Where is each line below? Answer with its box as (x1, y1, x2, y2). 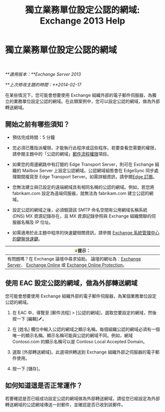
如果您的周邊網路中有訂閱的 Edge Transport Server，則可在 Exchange (12, 161, 154, 167)
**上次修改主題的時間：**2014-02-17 (5, 82, 82, 88)
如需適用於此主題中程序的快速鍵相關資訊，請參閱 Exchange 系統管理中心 (12, 229, 160, 235)
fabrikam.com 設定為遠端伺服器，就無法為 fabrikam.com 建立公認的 (12, 190, 149, 196)
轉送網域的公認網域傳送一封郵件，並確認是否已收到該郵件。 (5, 402, 126, 408)
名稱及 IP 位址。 (21, 219, 54, 225)
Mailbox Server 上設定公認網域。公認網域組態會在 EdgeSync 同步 (22, 167, 155, 173)
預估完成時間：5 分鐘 (12, 134, 55, 140)
